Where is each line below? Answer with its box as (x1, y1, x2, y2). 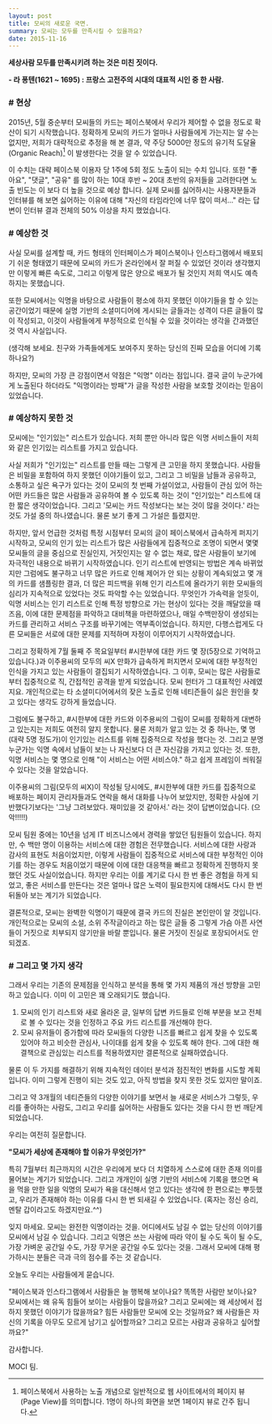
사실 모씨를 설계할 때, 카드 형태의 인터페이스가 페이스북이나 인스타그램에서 (8, 248, 242, 258)
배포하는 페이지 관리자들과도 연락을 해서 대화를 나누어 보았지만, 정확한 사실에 (8, 791, 251, 802)
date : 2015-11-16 (8, 34, 67, 43)
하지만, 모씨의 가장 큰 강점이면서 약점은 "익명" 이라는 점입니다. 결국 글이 (8, 370, 235, 380)
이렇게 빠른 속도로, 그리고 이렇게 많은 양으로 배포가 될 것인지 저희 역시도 (16, 268, 244, 278)
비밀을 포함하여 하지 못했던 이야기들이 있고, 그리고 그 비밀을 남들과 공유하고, (16, 470, 257, 480)
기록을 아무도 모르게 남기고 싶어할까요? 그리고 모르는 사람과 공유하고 (23, 1317, 239, 1327)
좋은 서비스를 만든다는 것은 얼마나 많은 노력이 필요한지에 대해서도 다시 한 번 (25, 880, 263, 889)
